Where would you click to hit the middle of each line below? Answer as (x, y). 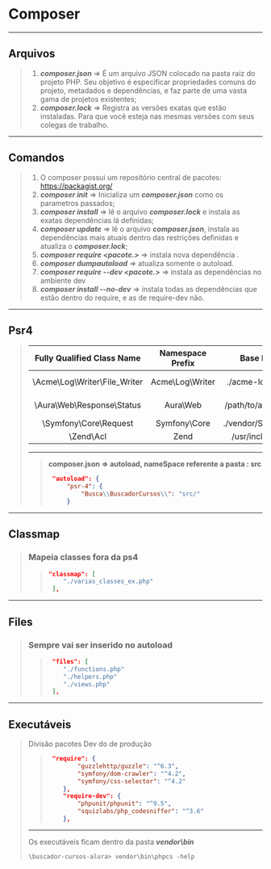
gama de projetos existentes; (88, 99)
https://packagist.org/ (76, 186)
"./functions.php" (94, 669)
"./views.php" (87, 684)
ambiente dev (63, 281)
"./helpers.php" (90, 677)
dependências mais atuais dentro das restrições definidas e (140, 237)
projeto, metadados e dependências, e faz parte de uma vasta (144, 91)
